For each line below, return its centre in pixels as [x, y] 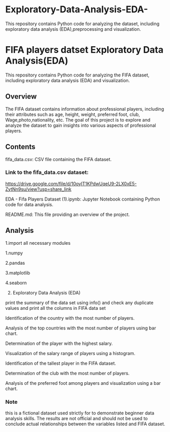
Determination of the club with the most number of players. [67, 373]
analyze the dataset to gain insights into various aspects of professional [81, 125]
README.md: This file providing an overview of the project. [68, 214]
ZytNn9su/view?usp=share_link [38, 189]
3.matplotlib [18, 272]
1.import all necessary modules [38, 243]
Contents [20, 147]
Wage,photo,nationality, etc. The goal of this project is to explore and [78, 120]
